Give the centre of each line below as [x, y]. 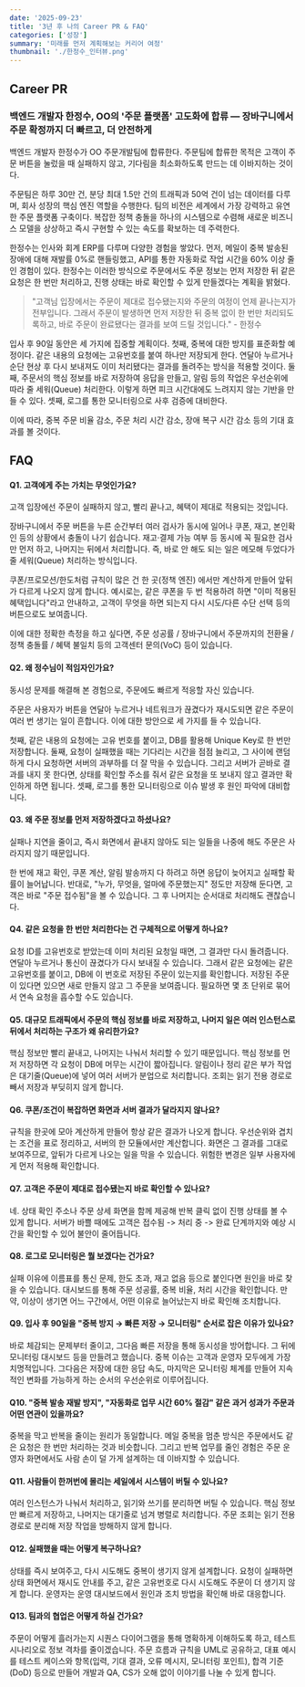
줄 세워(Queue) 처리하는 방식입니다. [74, 561]
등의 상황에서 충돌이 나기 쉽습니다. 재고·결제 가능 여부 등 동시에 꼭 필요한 [147, 538]
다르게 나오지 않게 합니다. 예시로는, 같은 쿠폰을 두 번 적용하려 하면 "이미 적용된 [158, 592]
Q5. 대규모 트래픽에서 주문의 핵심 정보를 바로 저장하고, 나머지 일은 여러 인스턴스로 [152, 1020]
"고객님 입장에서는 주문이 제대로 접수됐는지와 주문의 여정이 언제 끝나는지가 [163, 301]
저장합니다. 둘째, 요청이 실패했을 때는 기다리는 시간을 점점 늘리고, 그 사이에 [142, 751]
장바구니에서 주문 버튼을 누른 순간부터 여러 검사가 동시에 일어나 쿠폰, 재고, [140, 527]
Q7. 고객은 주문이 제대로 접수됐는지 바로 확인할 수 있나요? [110, 1189]
